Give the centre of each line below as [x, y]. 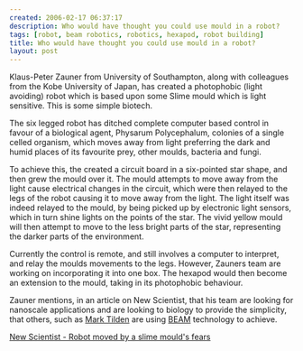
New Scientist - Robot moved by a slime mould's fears [110, 337]
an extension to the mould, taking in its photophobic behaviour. [126, 283]
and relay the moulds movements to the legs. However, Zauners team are [145, 263]
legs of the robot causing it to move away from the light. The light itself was [150, 199]
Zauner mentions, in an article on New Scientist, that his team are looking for [151, 300]
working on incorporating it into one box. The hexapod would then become [148, 273]
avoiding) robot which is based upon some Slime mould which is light [138, 97]
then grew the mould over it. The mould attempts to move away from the [144, 179]
